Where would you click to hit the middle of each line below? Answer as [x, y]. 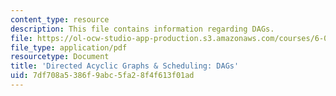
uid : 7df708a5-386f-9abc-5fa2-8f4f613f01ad [102, 76]
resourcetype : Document [60, 57]
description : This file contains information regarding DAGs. [142, 29]
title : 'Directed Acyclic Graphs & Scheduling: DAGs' [125, 66]
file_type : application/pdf [69, 47]
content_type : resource [60, 19]
